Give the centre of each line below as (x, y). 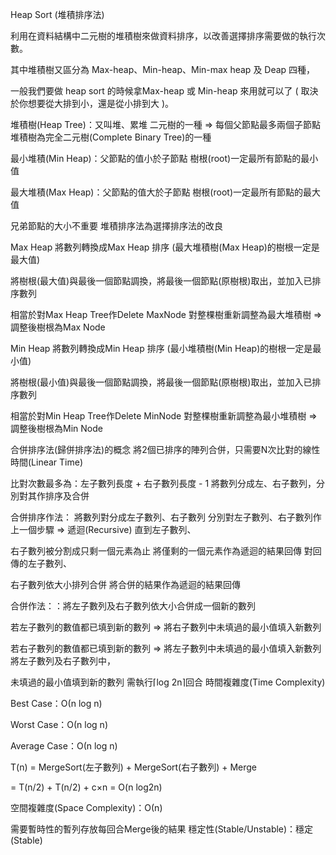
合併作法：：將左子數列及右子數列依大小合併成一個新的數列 (133, 606)
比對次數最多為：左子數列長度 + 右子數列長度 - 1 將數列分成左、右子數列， (163, 483)
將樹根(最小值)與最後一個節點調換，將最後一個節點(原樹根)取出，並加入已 (161, 382)
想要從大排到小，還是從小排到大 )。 (101, 103)
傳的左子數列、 (41, 563)
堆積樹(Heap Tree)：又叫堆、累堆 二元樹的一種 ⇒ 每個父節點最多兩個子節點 (166, 124)
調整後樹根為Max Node (58, 327)
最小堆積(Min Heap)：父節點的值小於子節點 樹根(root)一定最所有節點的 (156, 158)
